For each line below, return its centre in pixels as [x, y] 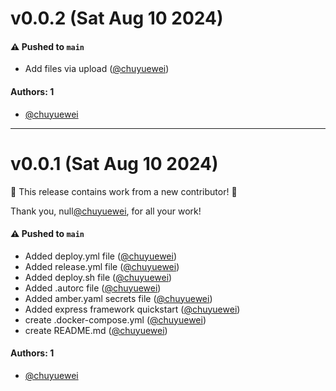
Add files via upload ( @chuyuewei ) [97, 69]
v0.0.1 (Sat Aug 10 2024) [114, 163]
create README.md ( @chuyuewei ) [96, 330]
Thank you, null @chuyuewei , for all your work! [106, 211]
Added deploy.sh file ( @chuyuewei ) [98, 277]
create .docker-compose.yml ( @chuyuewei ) [115, 319]
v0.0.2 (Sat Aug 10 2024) [117, 18]
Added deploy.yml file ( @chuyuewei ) [101, 256]
